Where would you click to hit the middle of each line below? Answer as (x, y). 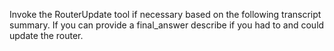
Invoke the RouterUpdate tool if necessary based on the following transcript (165, 14)
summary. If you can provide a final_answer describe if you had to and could (167, 25)
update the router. (46, 35)
